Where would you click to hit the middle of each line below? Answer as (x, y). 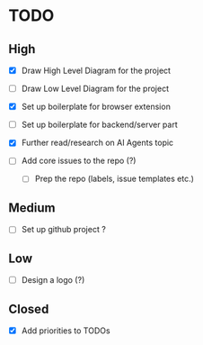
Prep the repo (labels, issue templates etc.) (115, 179)
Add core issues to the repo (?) (79, 161)
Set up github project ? (64, 230)
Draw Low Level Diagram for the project (95, 89)
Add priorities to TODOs (66, 331)
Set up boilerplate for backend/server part (100, 125)
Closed (29, 309)
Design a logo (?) (53, 280)
